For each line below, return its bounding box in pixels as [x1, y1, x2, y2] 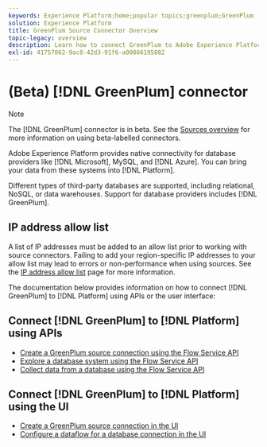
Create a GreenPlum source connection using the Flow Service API [19, 348, 239, 357]
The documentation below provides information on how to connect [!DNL [8, 282, 248, 292]
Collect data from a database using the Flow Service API [19, 364, 205, 374]
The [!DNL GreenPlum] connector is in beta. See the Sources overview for [8, 124, 250, 134]
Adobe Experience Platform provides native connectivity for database [8, 148, 236, 157]
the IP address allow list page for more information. [8, 267, 176, 277]
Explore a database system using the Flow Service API [19, 356, 199, 366]
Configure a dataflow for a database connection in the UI [19, 430, 207, 439]
